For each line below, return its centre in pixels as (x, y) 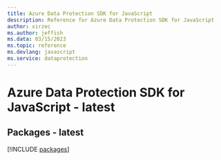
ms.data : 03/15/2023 (37, 39)
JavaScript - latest (61, 107)
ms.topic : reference (37, 46)
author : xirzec (29, 26)
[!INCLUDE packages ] (38, 149)
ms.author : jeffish (35, 33)
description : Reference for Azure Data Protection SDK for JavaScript (111, 20)
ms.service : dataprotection (48, 59)
